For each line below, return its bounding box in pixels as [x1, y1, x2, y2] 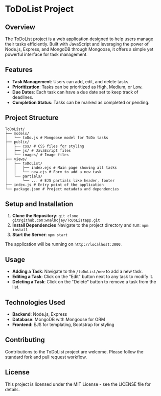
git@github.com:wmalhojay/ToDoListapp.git [12, 218, 100, 223]
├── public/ [5, 140, 29, 144]
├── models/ [5, 131, 29, 136]
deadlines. [12, 94, 33, 100]
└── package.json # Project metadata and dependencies [5, 186, 119, 191]
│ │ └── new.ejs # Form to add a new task [5, 169, 102, 174]
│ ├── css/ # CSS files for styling [5, 143, 84, 149]
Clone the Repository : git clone [12, 213, 79, 219]
